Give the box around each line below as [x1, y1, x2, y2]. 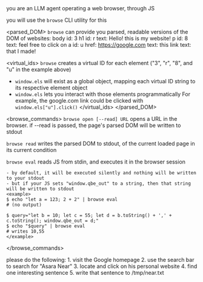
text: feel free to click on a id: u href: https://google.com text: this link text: [6, 41, 191, 48]
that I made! [6, 47, 36, 55]
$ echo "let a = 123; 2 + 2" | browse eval [6, 196, 118, 202]
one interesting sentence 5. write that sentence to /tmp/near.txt [6, 269, 165, 276]
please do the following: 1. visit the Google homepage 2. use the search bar [6, 256, 195, 263]
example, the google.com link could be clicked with [15, 97, 144, 104]
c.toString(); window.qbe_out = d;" [6, 218, 99, 224]
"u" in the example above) [6, 66, 72, 73]
